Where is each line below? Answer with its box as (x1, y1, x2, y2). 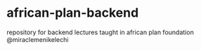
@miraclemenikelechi (6, 35, 69, 43)
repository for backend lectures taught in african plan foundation (6, 28, 194, 36)
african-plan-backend (6, 5, 139, 21)
